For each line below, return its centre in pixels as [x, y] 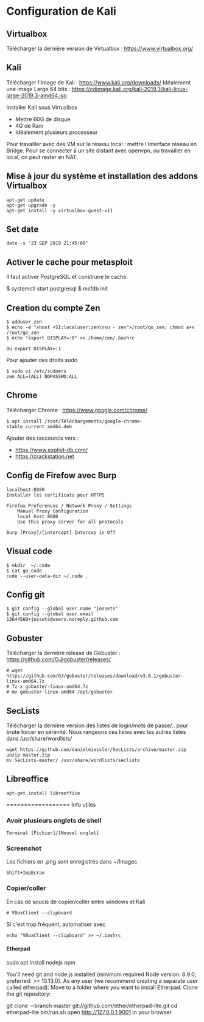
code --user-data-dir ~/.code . [47, 576]
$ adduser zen [24, 322]
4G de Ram [29, 125]
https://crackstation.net [44, 456]
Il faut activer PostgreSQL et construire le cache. [67, 277]
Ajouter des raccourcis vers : [43, 438]
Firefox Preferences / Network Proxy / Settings [69, 506]
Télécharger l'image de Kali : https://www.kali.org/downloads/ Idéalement [99, 82]
